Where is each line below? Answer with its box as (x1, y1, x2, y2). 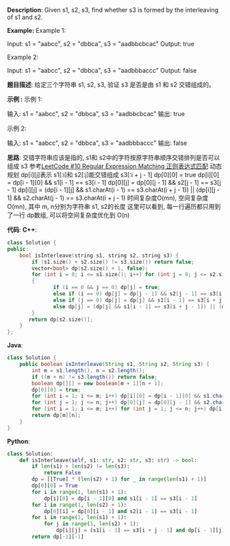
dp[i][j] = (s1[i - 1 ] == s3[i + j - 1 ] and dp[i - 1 (55, 527, 213, 534)
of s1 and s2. (7, 13, 43, 21)
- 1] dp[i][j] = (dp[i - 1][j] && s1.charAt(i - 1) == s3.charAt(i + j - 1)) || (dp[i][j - (7, 185, 220, 194)
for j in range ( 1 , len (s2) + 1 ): (43, 521, 139, 527)
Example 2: (7, 53, 39, 61)
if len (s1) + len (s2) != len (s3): (31, 463, 130, 470)
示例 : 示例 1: (7, 95, 42, 103)
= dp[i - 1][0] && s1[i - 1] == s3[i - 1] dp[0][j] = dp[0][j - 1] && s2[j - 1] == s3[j (7, 179, 221, 186)
